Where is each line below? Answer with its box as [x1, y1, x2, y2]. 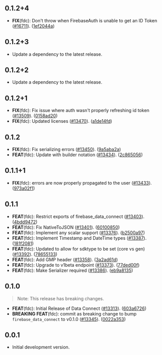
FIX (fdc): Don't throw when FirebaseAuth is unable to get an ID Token [12, 17, 157, 23]
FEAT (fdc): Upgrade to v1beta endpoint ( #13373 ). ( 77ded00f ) [12, 262, 140, 268]
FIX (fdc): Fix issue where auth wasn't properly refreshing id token [12, 108, 150, 114]
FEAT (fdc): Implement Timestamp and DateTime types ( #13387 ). [12, 235, 147, 241]
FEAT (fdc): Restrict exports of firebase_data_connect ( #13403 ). [12, 213, 145, 220]
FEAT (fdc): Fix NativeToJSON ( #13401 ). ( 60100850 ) [12, 224, 120, 230]
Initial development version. [12, 344, 70, 350]
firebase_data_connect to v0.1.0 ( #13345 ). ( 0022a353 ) [12, 316, 126, 322]
